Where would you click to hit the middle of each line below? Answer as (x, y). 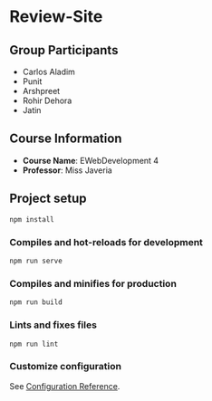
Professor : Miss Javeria (67, 170)
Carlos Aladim (48, 72)
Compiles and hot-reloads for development (106, 242)
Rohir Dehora (47, 100)
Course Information (66, 139)
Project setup (48, 199)
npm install (32, 219)
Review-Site (56, 17)
